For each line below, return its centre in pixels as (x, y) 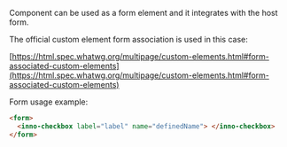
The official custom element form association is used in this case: (128, 39)
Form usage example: (49, 102)
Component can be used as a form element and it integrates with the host (143, 13)
